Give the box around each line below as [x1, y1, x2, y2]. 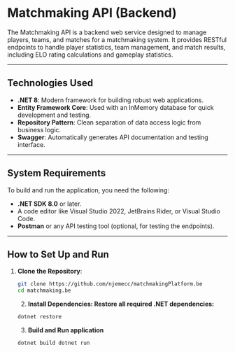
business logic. [17, 125, 62, 134]
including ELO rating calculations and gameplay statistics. [7, 50, 173, 59]
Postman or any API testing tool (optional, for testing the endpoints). [17, 222, 215, 230]
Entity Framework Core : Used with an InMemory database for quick [17, 103, 215, 111]
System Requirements [7, 167, 106, 179]
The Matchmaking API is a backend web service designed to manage [7, 28, 207, 36]
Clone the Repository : [17, 267, 83, 276]
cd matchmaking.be [17, 287, 71, 295]
